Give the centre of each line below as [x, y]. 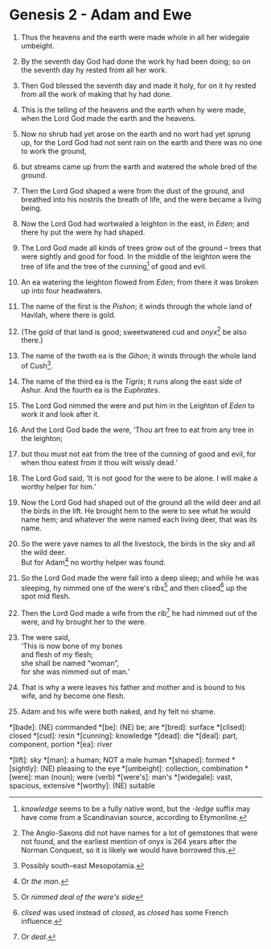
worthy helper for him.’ [58, 486]
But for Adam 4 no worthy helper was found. [93, 561]
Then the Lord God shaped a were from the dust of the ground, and [132, 190]
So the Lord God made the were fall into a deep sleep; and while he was [140, 577]
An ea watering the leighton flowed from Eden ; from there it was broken [140, 282]
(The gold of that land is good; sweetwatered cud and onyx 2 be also [134, 331]
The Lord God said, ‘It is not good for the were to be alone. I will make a [139, 478]
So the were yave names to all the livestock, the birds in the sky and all [138, 543]
